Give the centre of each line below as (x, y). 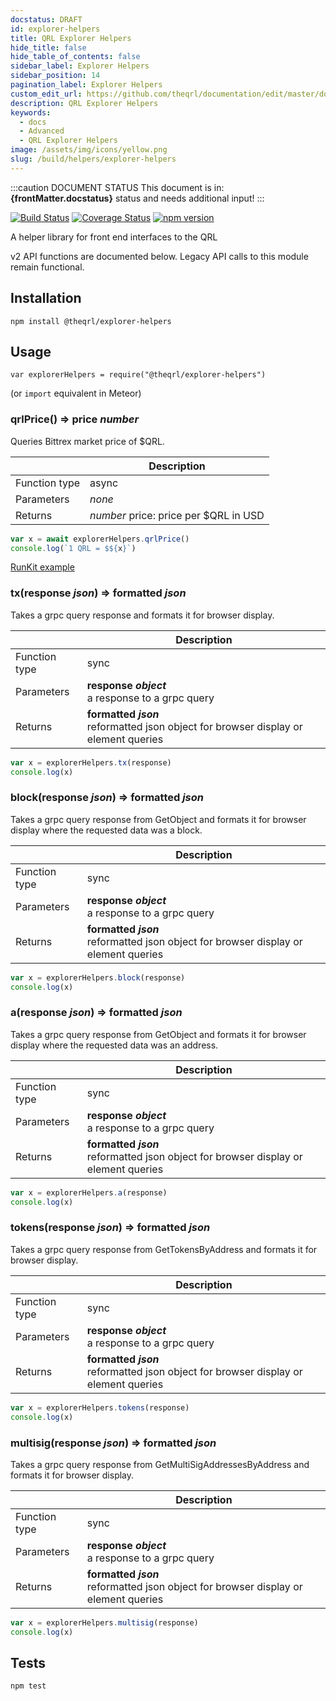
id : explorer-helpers (55, 29)
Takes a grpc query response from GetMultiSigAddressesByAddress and (160, 1464)
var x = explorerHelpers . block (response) (98, 977)
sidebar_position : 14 (55, 76)
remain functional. (47, 267)
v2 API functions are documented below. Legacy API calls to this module (159, 256)
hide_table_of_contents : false (75, 57)
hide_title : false (48, 47)
